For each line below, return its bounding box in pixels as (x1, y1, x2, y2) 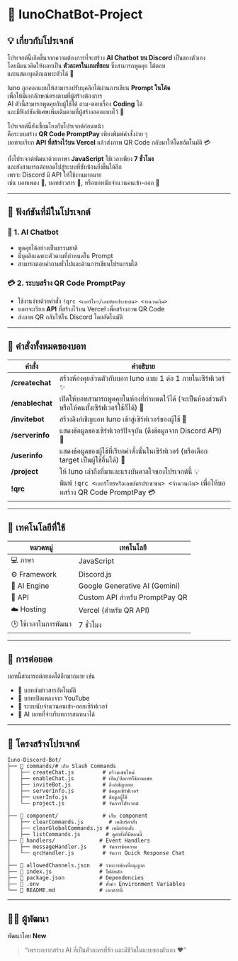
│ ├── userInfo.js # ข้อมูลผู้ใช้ (7, 794, 127, 801)
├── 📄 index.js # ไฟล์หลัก (7, 868, 123, 875)
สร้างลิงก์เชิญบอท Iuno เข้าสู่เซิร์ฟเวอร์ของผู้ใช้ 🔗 (59, 414, 187, 424)
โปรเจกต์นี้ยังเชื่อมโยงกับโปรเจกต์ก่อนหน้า (7, 122, 104, 130)
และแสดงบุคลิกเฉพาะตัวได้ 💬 (7, 70, 74, 77)
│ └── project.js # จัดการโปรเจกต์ (7, 800, 140, 807)
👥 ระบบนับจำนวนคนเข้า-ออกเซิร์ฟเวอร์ (17, 702, 108, 711)
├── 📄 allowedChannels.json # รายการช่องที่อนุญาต (7, 862, 145, 870)
